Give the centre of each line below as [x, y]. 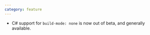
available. [21, 28]
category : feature [23, 9]
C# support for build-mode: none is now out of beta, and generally [78, 23]
